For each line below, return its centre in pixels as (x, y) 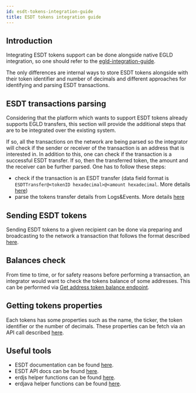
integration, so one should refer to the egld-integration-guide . (81, 61)
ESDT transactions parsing (56, 104)
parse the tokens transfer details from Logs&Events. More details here (99, 197)
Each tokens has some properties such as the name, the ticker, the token (94, 320)
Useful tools (29, 351)
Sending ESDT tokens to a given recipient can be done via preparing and (94, 229)
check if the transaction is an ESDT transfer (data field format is (92, 178)
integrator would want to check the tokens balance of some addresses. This (98, 281)
